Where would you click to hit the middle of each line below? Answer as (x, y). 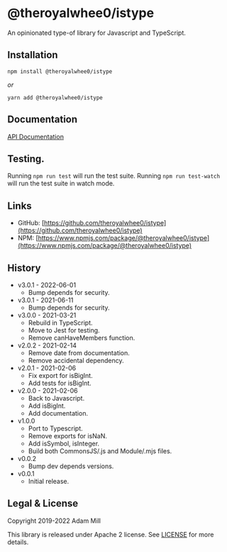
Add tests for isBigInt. (60, 383)
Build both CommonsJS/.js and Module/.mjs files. (100, 451)
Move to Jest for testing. (64, 330)
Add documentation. (58, 413)
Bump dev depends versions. (71, 466)
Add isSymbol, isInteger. (64, 443)
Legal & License (43, 503)
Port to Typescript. (55, 428)
